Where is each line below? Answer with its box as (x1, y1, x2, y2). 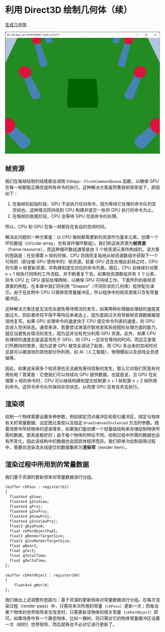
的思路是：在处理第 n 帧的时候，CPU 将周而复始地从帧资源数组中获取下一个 (5, 252, 158, 258)
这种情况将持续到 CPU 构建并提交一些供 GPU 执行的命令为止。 (29, 207, 156, 213)
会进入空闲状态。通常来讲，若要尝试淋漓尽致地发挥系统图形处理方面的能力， (5, 325, 160, 330)
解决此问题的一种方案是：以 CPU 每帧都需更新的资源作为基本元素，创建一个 (5, 234, 159, 240)
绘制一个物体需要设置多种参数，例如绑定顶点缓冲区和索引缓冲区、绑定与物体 (5, 413, 160, 420)
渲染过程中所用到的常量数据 (5, 460, 89, 468)
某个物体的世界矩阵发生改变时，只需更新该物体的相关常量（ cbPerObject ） (5, 609, 154, 615)
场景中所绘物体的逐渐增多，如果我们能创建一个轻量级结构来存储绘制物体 (9, 426, 156, 432)
